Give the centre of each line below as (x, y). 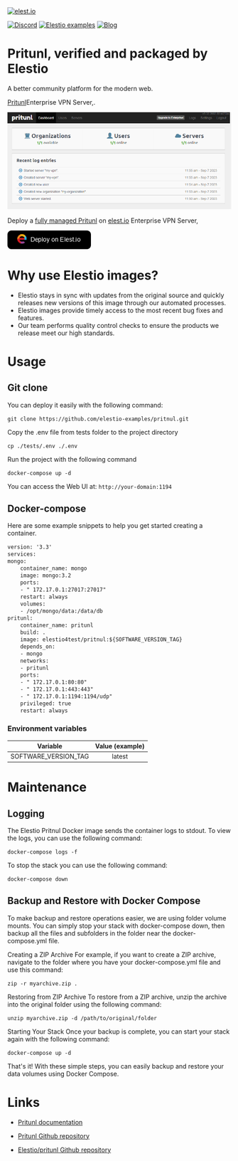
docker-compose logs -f (43, 852)
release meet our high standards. (66, 333)
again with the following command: (59, 1039)
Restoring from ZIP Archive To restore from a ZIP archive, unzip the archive (117, 997)
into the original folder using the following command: (85, 1004)
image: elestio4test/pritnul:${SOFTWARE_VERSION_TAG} (101, 640)
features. (31, 318)
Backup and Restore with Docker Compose (104, 901)
